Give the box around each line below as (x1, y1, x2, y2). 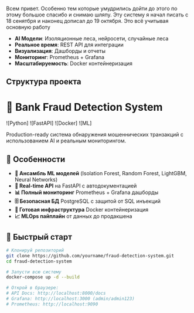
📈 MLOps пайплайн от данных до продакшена (14, 213, 132, 220)
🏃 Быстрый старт (6, 232, 72, 242)
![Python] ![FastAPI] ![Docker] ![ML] (6, 120, 92, 127)
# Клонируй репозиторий (6, 247, 64, 253)
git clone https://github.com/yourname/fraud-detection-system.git (6, 253, 175, 258)
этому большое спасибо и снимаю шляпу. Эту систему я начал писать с (6, 11, 189, 18)
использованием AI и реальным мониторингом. (6, 137, 127, 144)
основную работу (6, 23, 51, 30)
